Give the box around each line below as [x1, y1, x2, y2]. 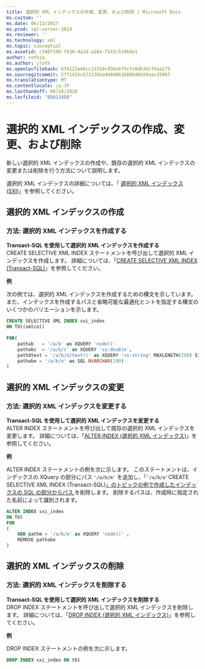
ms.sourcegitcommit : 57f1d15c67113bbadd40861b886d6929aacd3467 [6, 71, 171, 78]
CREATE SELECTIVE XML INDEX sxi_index [6, 318, 105, 324]
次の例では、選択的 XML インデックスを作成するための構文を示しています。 [6, 291, 196, 298]
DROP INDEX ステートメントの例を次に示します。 [6, 645, 131, 652]
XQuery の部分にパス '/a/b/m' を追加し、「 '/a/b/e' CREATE [39, 473, 189, 480]
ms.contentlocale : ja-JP [6, 83, 70, 89]
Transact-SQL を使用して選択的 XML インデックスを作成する [6, 242, 160, 249]
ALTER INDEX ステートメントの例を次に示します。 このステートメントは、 [6, 466, 193, 473]
